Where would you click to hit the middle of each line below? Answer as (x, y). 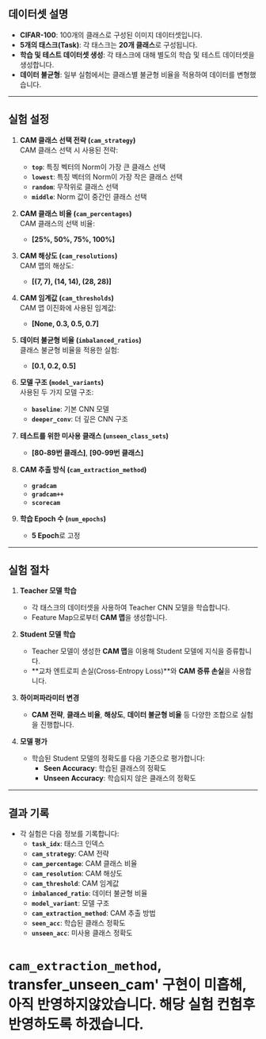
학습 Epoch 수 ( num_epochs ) (63, 518)
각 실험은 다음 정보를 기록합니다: (69, 834)
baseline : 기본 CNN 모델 (70, 409)
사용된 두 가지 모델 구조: (57, 392)
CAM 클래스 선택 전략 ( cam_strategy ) (78, 140)
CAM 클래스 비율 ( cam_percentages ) (76, 214)
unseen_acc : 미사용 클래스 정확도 (82, 933)
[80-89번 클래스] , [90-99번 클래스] (87, 452)
